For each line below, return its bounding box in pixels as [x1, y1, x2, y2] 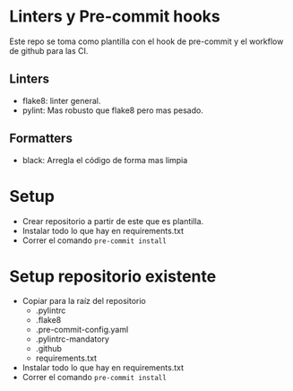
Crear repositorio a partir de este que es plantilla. [22, 215, 204, 226]
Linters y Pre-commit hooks [9, 6, 221, 27]
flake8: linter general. [22, 95, 101, 106]
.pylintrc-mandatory [35, 334, 109, 344]
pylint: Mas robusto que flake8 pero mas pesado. [22, 105, 203, 116]
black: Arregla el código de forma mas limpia [22, 154, 188, 165]
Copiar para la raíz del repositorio [22, 296, 146, 307]
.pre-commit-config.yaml [35, 325, 129, 335]
